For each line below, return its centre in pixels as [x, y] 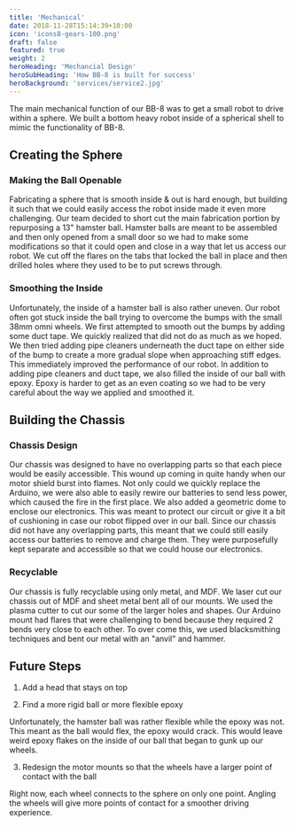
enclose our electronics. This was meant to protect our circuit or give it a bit [148, 512]
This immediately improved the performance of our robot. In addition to [139, 364]
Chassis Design [43, 445]
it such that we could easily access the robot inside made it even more [138, 209]
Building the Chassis [67, 420]
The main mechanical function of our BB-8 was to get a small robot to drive [147, 108]
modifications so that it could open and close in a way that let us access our [148, 247]
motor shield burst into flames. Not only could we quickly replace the [135, 483]
